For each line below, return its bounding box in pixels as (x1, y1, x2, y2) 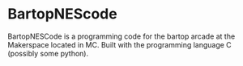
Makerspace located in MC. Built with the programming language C (7, 39, 232, 49)
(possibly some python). (7, 48, 89, 58)
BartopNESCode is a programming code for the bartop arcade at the (7, 31, 236, 41)
